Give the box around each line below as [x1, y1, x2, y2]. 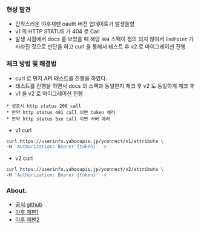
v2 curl [15, 154, 33, 162]
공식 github [15, 201, 43, 208]
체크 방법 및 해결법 [6, 59, 57, 68]
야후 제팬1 [15, 208, 39, 216]
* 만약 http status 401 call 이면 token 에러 [6, 109, 116, 116]
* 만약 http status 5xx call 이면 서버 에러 [6, 116, 110, 122]
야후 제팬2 [15, 216, 40, 224]
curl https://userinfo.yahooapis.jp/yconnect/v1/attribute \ [6, 138, 164, 144]
